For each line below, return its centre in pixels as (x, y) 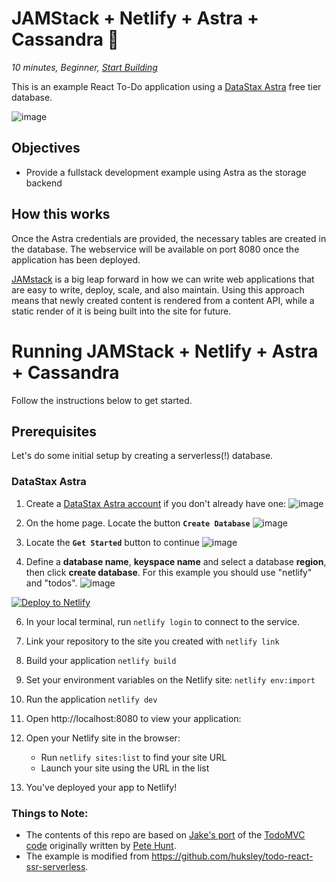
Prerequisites (54, 431)
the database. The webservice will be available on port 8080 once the (155, 249)
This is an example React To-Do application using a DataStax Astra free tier (166, 86)
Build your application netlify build (101, 660)
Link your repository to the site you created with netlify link (152, 641)
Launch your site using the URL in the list (125, 768)
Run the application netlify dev (91, 699)
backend (44, 183)
